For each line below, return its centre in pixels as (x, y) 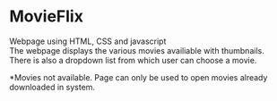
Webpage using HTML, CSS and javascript (88, 41)
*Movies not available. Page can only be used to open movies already (138, 77)
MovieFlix (46, 17)
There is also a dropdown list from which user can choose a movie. (133, 60)
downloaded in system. (52, 87)
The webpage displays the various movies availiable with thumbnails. (137, 50)
